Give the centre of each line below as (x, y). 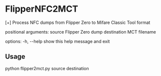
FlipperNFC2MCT (42, 9)
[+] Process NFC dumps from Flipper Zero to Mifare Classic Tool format (78, 22)
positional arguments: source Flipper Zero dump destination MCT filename (80, 32)
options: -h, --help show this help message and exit (57, 41)
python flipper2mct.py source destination (47, 68)
